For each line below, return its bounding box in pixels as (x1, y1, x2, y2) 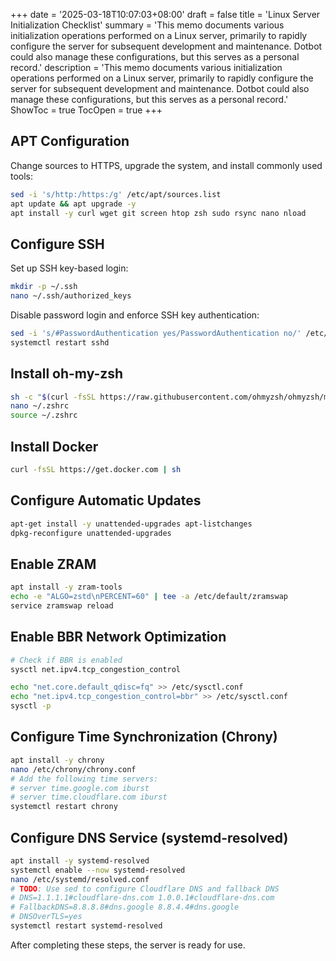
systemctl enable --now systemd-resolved (10, 865, 186, 875)
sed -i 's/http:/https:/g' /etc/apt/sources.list (10, 189, 222, 199)
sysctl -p (10, 701, 52, 711)
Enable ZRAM (10, 555, 97, 573)
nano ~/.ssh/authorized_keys (10, 291, 132, 301)
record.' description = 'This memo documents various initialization (10, 62, 283, 73)
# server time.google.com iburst (10, 783, 150, 793)
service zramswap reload (10, 601, 114, 611)
